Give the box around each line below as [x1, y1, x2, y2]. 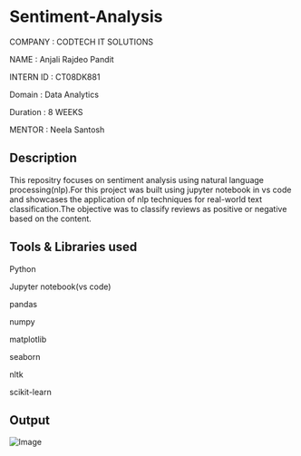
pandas [9, 298, 38, 309]
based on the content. [9, 213, 92, 224]
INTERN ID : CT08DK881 [9, 71, 101, 82]
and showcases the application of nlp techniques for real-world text [9, 193, 263, 205]
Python [9, 263, 36, 274]
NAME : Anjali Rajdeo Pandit [9, 53, 114, 64]
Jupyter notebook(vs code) [9, 281, 112, 292]
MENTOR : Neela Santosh [9, 124, 105, 135]
